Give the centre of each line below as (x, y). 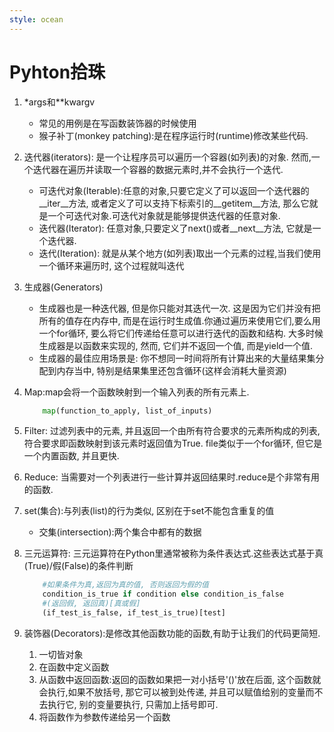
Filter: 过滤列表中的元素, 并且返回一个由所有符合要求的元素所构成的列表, (172, 431)
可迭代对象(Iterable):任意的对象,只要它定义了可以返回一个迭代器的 (174, 190)
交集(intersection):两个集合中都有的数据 (120, 532)
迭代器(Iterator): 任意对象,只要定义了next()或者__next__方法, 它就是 (175, 228)
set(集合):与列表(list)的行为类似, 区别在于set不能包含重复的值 (149, 511)
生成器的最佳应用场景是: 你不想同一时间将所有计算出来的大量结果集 (177, 358)
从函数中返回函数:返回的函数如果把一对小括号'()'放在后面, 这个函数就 (180, 679)
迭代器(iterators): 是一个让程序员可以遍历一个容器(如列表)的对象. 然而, (167, 157)
